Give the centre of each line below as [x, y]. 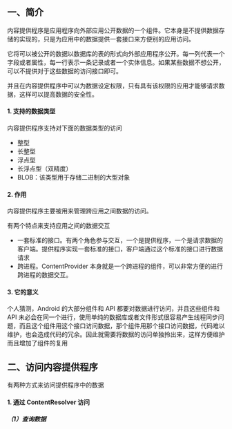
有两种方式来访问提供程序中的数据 [56, 385]
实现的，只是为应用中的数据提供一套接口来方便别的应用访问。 [107, 39]
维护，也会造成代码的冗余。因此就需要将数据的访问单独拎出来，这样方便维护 [116, 334]
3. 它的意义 [23, 292]
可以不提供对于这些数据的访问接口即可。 [65, 70]
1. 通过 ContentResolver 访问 [49, 402]
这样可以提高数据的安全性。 [58, 94]
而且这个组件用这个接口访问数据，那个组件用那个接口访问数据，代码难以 [122, 326]
